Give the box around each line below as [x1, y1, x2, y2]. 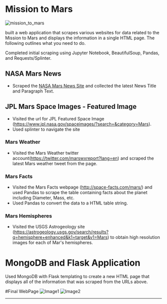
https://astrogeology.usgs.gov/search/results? [14, 229, 109, 235]
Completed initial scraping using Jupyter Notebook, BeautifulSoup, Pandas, [5, 50, 160, 56]
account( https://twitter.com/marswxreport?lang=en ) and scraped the [12, 155, 154, 161]
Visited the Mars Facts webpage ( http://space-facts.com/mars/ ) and [12, 184, 153, 190]
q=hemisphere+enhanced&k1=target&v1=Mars [12, 234, 108, 240]
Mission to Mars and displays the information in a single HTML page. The [5, 35, 155, 41]
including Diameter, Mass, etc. [12, 195, 75, 201]
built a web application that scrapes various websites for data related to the [5, 29, 160, 35]
